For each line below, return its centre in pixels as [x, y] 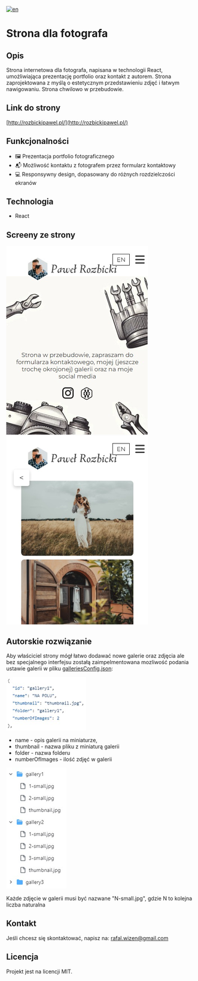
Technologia [30, 202]
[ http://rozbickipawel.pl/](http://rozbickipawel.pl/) [67, 122]
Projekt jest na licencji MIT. [39, 971]
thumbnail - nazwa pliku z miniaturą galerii [67, 746]
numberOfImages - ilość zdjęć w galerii [63, 760]
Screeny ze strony [41, 235]
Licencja [22, 957]
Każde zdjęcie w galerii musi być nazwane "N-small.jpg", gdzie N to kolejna [99, 898]
